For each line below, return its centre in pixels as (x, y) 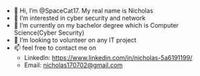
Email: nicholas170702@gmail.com (73, 65)
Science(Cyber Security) (49, 32)
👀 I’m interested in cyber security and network (80, 18)
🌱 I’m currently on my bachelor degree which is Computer (96, 25)
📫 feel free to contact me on (55, 48)
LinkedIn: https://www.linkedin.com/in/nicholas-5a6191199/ (108, 58)
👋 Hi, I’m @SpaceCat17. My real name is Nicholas (83, 11)
